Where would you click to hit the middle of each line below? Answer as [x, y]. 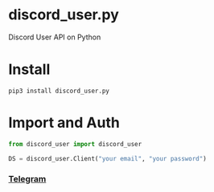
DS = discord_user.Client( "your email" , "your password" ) [107, 158]
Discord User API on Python [55, 37]
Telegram [27, 179]
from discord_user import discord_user [75, 144]
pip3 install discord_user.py [59, 91]
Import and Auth [64, 123]
